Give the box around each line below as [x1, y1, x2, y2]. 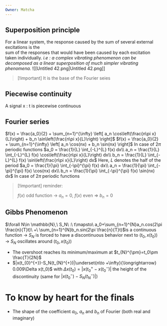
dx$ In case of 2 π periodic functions [5, 173, 80, 179]
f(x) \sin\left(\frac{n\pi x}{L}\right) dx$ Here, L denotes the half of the [19, 157, 161, 163]
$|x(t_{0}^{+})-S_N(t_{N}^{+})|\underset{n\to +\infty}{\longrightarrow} [12, 260, 157, 266]
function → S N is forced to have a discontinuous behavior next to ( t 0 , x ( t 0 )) [5, 232, 158, 239]
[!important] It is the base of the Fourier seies [17, 75, 111, 81]
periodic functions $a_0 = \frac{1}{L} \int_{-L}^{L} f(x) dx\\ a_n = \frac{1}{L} [5, 147, 160, 153]
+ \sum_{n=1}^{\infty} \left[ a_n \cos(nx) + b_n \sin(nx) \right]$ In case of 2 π [5, 141, 161, 147]
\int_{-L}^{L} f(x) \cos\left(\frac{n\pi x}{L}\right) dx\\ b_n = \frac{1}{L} [5, 152, 147, 158]
